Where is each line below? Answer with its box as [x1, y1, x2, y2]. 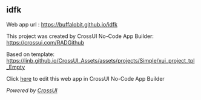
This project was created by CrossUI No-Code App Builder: [6, 33, 154, 40]
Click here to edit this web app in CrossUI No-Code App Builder [6, 75, 165, 82]
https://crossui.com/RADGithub [6, 39, 85, 46]
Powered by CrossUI [6, 87, 58, 94]
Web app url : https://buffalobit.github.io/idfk [6, 20, 118, 28]
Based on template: [6, 51, 55, 58]
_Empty [6, 63, 25, 70]
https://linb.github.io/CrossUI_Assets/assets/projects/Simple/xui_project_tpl [6, 57, 195, 64]
